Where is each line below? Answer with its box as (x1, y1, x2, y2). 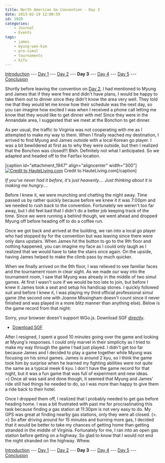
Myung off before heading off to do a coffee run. (5, 218, 104, 224)
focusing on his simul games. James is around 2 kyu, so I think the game (5, 355, 152, 361)
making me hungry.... (5, 183, 48, 189)
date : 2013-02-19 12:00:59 (5, 12, 60, 17)
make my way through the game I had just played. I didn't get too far (5, 344, 143, 350)
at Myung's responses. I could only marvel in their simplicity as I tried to (5, 339, 151, 345)
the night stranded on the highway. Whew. (5, 438, 91, 444)
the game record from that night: (5, 305, 71, 311)
